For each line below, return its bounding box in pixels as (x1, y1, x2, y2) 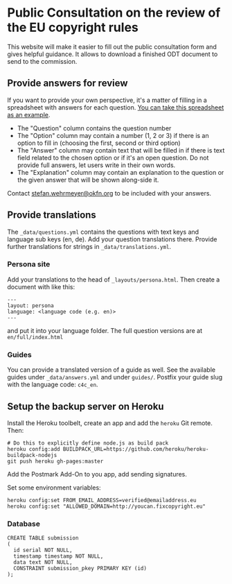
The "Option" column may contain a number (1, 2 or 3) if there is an (17, 131, 209, 139)
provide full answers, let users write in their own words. (17, 161, 176, 169)
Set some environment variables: (7, 483, 102, 492)
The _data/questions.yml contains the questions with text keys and (7, 227, 199, 236)
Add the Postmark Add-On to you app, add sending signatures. (7, 470, 187, 478)
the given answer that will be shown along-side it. (17, 175, 159, 184)
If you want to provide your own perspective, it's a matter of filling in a (7, 96, 208, 104)
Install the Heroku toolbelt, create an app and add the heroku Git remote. (7, 418, 213, 427)
